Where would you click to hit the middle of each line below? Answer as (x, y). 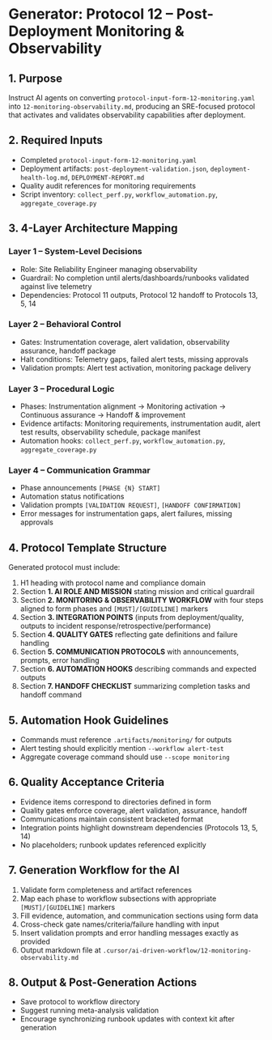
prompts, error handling (59, 660)
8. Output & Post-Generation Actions (103, 983)
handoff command (51, 695)
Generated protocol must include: (64, 567)
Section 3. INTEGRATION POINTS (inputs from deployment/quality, (132, 618)
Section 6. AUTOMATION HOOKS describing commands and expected (138, 669)
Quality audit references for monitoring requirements (108, 185)
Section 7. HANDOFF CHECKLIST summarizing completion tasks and (135, 686)
